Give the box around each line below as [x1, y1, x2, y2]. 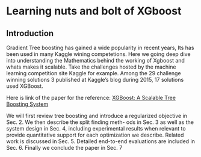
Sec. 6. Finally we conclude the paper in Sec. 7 [6, 144, 123, 151]
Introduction [6, 28, 54, 38]
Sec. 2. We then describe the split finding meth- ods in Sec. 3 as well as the [6, 119, 194, 126]
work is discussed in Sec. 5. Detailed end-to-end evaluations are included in [6, 138, 196, 145]
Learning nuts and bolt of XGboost [6, 4, 182, 18]
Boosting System [6, 100, 49, 108]
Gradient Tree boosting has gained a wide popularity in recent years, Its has [6, 44, 194, 51]
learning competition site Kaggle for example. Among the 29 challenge [6, 70, 182, 76]
